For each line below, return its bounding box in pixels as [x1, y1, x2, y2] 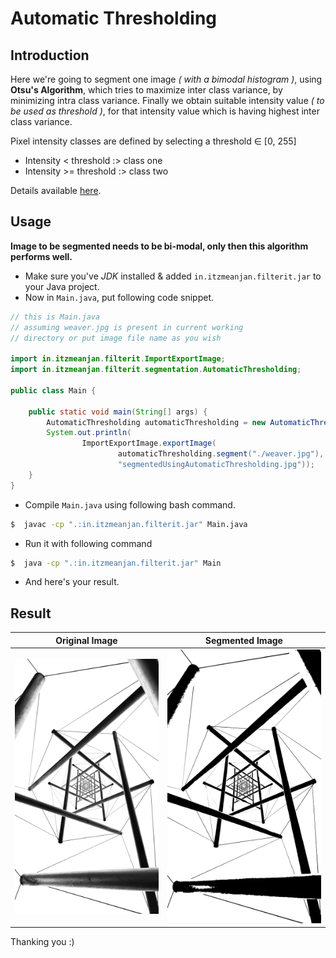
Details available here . [10, 185, 102, 196]
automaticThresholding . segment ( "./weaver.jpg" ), [117, 449, 325, 459]
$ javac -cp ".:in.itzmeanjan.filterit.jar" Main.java [10, 519, 248, 529]
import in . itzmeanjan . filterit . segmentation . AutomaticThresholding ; [10, 365, 302, 375]
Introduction [10, 47, 90, 64]
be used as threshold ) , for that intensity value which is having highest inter [10, 105, 320, 117]
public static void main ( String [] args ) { [28, 407, 208, 417]
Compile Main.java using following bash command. [24, 498, 236, 511]
